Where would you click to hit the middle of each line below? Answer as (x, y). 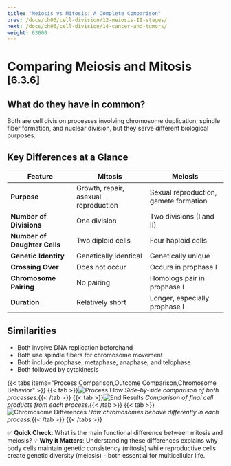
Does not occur (101, 267)
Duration (25, 302)
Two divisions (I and (182, 217)
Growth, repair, (101, 188)
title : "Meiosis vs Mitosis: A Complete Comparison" (84, 13)
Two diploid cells (103, 241)
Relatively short (101, 302)
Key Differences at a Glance (68, 157)
